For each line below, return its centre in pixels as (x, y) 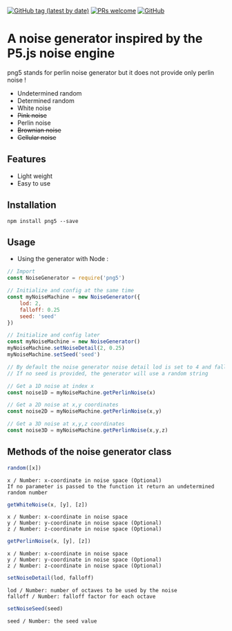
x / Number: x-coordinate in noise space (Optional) (85, 480)
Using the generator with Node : (63, 259)
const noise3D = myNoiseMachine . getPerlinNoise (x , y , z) (88, 430)
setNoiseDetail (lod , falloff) (51, 578)
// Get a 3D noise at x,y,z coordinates (66, 424)
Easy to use (33, 183)
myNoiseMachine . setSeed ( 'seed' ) (54, 355)
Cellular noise (37, 137)
